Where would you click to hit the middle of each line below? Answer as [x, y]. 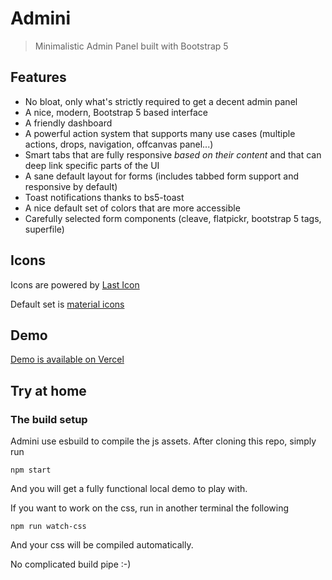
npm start [31, 470]
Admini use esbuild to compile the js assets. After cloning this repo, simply [163, 441]
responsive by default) [71, 186]
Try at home [48, 390]
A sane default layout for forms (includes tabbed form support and [162, 176]
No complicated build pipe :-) [71, 564]
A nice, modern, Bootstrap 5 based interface [116, 112]
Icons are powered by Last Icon [75, 284]
